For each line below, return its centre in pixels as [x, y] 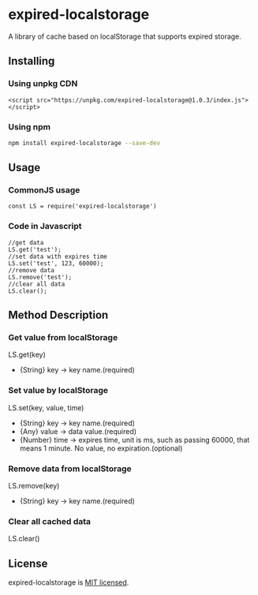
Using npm [30, 126]
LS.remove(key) [34, 486]
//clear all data [37, 284]
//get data [26, 242]
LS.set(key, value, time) [46, 407]
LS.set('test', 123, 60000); [56, 263]
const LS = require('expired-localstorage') [82, 207]
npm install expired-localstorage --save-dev [84, 143]
